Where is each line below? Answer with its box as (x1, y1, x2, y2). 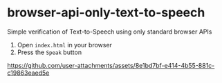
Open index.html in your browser (17, 40, 113, 49)
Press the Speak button (17, 48, 82, 56)
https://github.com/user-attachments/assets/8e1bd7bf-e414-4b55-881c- (7, 61, 215, 69)
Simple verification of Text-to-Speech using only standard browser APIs (7, 27, 212, 36)
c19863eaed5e (7, 69, 50, 77)
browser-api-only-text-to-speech (7, 5, 205, 21)
